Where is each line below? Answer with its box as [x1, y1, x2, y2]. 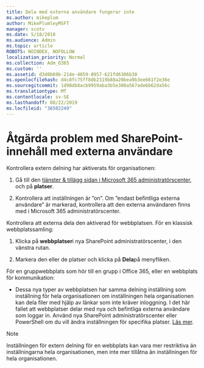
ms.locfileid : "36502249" [6, 105, 72, 111]
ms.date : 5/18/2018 [6, 32, 56, 38]
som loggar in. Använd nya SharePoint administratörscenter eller [15, 312, 178, 319]
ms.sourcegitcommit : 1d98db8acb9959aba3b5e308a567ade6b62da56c [6, 83, 171, 89]
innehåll [6, 144, 47, 158]
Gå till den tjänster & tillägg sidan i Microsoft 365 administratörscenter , [15, 176, 192, 183]
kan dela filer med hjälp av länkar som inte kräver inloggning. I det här [15, 299, 191, 306]
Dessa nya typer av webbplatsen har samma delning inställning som [15, 286, 186, 293]
